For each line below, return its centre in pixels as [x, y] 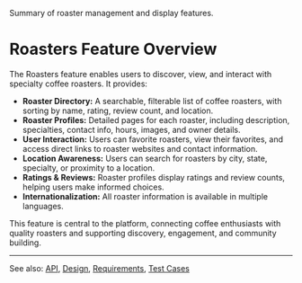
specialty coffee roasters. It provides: [79, 84]
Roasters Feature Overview [113, 49]
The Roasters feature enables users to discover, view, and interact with [141, 74]
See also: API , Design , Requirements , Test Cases [100, 268]
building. [26, 243]
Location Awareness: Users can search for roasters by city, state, [145, 158]
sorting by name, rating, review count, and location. [118, 111]
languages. [43, 206]
